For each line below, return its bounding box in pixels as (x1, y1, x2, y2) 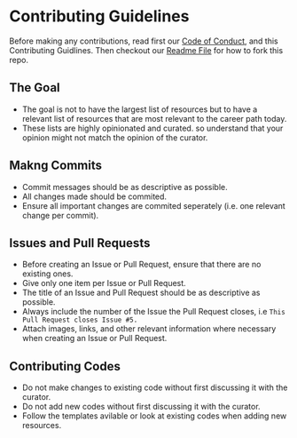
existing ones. (21, 268, 74, 279)
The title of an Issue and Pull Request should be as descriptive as (21, 287, 261, 299)
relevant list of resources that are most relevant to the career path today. (21, 113, 287, 123)
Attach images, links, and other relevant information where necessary (21, 323, 277, 334)
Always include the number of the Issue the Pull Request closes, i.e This (21, 307, 285, 317)
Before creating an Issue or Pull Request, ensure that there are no (21, 259, 262, 270)
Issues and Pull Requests (9, 235, 151, 251)
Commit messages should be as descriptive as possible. (21, 181, 228, 192)
